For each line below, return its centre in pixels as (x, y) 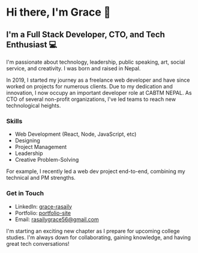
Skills (14, 121)
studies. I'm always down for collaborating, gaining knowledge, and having (98, 237)
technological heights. (34, 105)
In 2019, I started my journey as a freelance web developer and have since (98, 80)
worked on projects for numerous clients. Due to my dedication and (89, 86)
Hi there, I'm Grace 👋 (58, 12)
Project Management (41, 147)
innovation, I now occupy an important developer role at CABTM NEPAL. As (99, 93)
